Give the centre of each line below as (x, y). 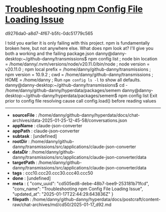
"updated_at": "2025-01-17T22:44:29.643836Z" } (63, 194)
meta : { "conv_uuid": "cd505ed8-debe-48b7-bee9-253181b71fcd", (81, 183)
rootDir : (21, 141)
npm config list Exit (138, 96)
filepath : (22, 199)
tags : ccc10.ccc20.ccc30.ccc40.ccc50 (53, 173)
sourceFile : (25, 115)
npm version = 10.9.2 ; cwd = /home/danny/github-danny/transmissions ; (79, 74)
